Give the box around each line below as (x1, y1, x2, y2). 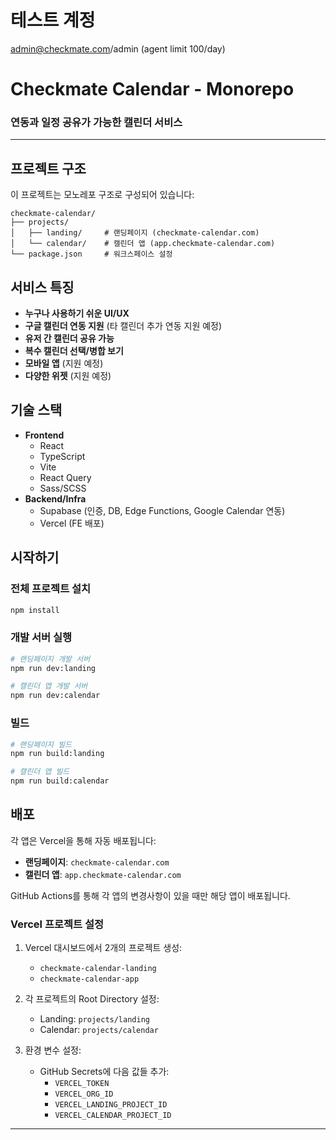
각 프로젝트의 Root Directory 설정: (24, 993, 160, 1005)
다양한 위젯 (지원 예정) (24, 370, 112, 382)
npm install (10, 605, 60, 615)
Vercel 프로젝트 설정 (10, 917, 105, 931)
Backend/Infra (24, 492, 87, 505)
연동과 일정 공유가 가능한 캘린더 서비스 (10, 116, 183, 130)
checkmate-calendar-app (39, 974, 140, 985)
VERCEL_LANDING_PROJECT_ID (54, 1100, 168, 1110)
